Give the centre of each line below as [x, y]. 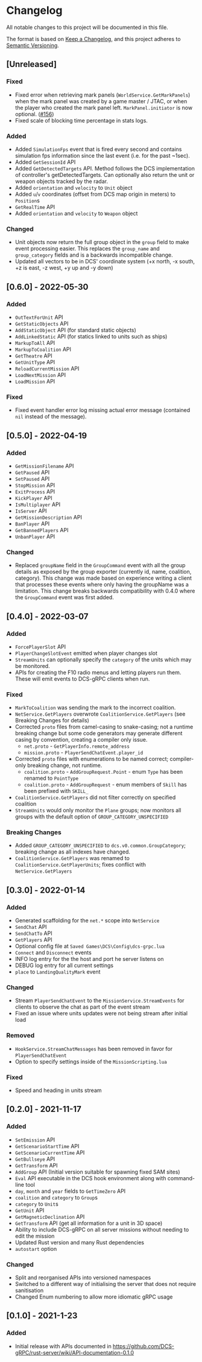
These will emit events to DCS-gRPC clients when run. [82, 679]
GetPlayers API [33, 940]
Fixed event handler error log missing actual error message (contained [103, 410]
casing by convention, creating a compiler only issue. [81, 740]
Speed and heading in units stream [58, 1090]
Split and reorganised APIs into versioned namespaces [83, 1277]
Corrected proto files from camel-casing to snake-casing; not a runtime [104, 727]
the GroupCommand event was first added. [65, 597]
